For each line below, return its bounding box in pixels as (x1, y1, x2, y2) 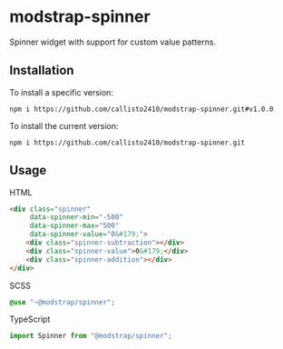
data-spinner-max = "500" (29, 221, 120, 231)
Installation (9, 63, 74, 78)
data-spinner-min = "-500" (29, 213, 124, 222)
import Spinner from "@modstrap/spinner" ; (9, 332, 172, 341)
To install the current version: (9, 120, 119, 131)
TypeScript (9, 314, 51, 324)
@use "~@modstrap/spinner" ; (9, 297, 116, 306)
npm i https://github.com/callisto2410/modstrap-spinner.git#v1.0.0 (9, 105, 274, 114)
